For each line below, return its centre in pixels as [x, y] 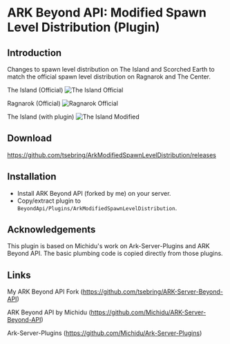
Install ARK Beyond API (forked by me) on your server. [94, 193]
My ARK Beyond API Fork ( [45, 292]
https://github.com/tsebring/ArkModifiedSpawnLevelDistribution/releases [112, 155]
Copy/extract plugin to [49, 201]
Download [29, 138]
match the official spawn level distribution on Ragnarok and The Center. [109, 77]
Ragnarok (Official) [34, 103]
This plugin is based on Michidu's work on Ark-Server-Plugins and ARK [108, 246]
